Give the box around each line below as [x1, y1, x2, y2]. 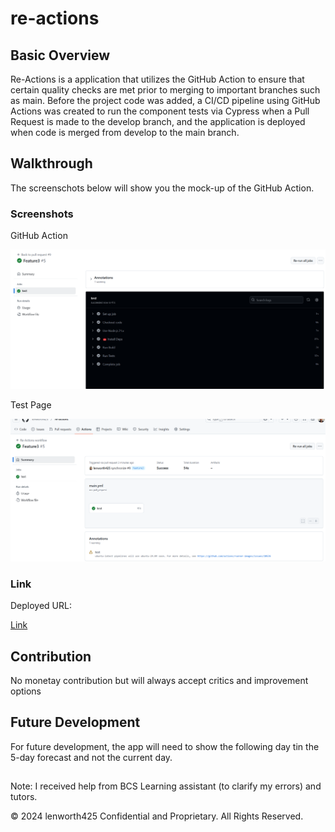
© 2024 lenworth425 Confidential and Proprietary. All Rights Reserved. [10, 810, 304, 822]
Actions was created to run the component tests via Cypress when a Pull [10, 105, 310, 117]
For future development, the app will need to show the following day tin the [10, 740, 320, 752]
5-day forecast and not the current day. [10, 751, 173, 763]
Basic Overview [10, 47, 111, 64]
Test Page [10, 399, 52, 411]
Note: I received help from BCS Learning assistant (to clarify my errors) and [10, 780, 322, 792]
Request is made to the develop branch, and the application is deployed [10, 116, 306, 127]
